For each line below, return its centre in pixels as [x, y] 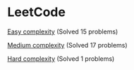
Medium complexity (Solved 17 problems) [68, 45]
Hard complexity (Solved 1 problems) [61, 58]
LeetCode [36, 12]
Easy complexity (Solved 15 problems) [63, 31]
